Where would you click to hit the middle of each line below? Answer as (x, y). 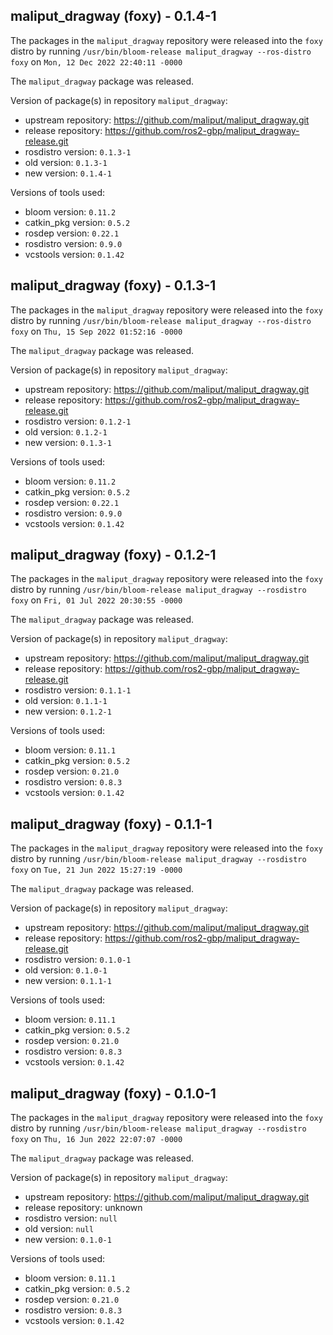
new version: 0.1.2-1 (68, 711)
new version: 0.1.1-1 (68, 981)
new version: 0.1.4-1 (68, 173)
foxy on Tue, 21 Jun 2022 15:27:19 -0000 (96, 870)
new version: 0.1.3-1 (68, 442)
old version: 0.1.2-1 (66, 431)
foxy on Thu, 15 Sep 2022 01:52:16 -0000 (96, 331)
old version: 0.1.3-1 (66, 162)
